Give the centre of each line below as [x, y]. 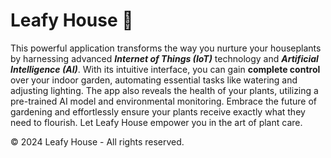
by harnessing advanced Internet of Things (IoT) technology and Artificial [164, 58]
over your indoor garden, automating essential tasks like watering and [154, 80]
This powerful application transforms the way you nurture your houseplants [166, 48]
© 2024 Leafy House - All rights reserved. [97, 141]
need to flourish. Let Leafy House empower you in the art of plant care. [156, 122]
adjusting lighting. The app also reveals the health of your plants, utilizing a [164, 90]
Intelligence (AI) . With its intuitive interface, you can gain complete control [165, 69]
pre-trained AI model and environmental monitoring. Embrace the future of [163, 101]
